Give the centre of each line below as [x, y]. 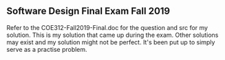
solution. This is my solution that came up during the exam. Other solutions [112, 35]
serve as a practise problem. [47, 49]
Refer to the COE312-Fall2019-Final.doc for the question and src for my [107, 27]
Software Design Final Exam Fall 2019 [88, 11]
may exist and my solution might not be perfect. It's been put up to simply [111, 42]
